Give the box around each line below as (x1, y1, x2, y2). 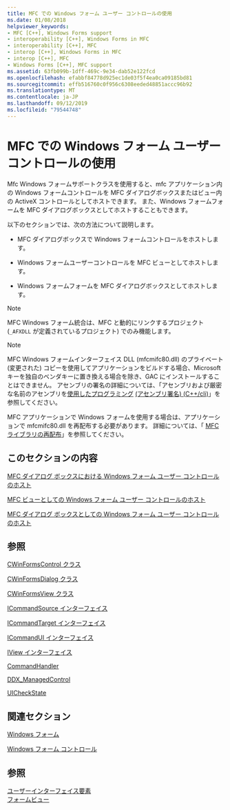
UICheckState (7, 688, 47, 697)
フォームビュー (7, 795, 50, 803)
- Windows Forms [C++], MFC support (7, 61, 112, 68)
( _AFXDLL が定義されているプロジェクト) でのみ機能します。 (7, 327, 175, 335)
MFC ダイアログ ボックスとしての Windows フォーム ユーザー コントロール (7, 510, 220, 518)
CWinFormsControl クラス (7, 560, 81, 568)
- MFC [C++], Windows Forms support (7, 29, 112, 37)
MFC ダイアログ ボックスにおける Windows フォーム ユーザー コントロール (7, 472, 220, 480)
